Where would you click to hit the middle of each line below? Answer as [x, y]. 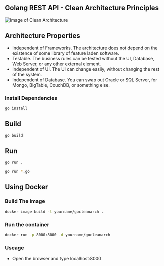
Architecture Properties [43, 36]
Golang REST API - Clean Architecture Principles [82, 8]
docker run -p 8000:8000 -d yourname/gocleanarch [58, 235]
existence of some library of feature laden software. [66, 53]
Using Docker [27, 187]
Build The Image [25, 201]
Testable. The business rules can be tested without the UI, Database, [83, 58]
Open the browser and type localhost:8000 [57, 259]
